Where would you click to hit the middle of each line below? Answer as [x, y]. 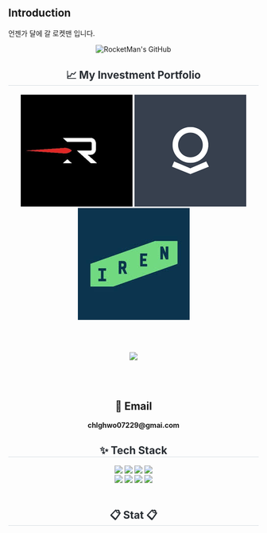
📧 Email [133, 406]
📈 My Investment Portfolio [133, 75]
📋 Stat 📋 [133, 515]
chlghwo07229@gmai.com [133, 426]
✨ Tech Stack [133, 450]
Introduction [40, 13]
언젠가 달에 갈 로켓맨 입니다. [52, 33]
